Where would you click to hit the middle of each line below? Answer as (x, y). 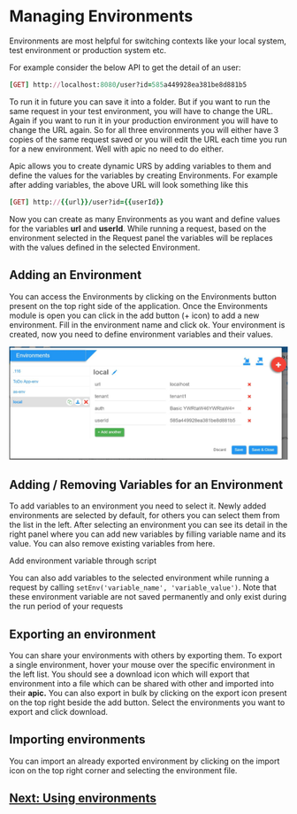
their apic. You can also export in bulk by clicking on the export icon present (148, 694)
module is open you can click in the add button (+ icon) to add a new (134, 315)
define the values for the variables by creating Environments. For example (144, 175)
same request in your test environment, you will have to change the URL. (141, 111)
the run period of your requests (66, 606)
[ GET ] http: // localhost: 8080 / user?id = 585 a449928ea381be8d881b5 (128, 85)
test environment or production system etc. (88, 50)
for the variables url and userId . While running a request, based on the (138, 229)
